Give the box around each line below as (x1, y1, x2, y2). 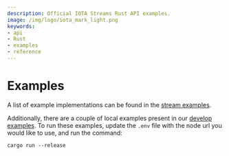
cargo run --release (7, 142, 67, 148)
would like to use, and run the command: (7, 129, 122, 137)
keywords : (7, 23, 36, 30)
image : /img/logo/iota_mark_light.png (7, 16, 118, 23)
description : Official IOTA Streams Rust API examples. (7, 10, 171, 17)
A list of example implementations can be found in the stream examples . (7, 100, 212, 109)
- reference (7, 49, 41, 56)
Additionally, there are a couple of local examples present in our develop (7, 114, 212, 122)
